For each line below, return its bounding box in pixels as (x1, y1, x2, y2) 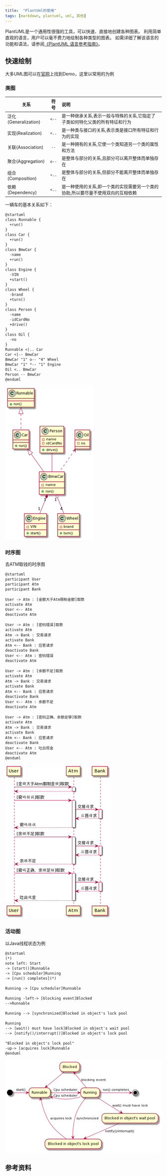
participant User (5, 577, 41, 582)
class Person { (5, 307, 37, 312)
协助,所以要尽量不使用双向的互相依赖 (61, 190, 137, 196)
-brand (9, 292, 23, 297)
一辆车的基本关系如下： (5, 202, 53, 208)
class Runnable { (5, 217, 41, 222)
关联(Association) (7, 144, 44, 150)
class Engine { (5, 267, 37, 272)
